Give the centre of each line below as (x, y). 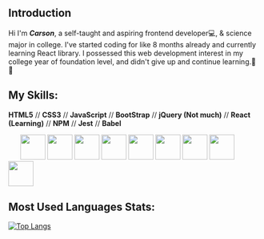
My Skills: (33, 95)
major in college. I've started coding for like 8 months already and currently (132, 44)
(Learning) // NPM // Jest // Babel (65, 123)
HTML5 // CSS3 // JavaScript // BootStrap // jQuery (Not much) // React (129, 115)
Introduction (40, 13)
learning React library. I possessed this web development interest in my (126, 53)
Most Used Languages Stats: (82, 207)
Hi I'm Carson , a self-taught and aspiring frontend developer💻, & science (130, 33)
